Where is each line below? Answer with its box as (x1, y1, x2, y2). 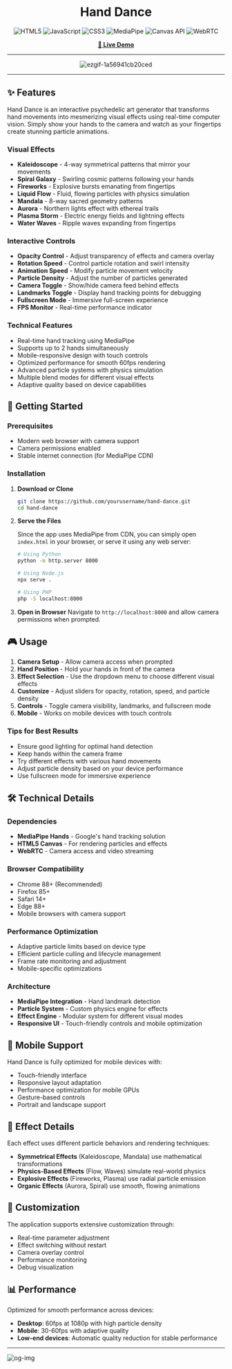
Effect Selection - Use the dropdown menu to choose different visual (17, 672, 215, 681)
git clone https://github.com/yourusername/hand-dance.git (17, 498, 191, 505)
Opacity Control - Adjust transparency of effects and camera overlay (17, 252, 215, 260)
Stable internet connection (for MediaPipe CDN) (17, 451, 154, 460)
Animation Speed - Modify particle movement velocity (17, 267, 173, 275)
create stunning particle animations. (7, 127, 109, 136)
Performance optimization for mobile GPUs (17, 1086, 139, 1095)
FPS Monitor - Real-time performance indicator (17, 304, 153, 312)
